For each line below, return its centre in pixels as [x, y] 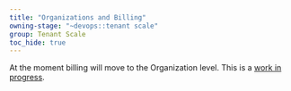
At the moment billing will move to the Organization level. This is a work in [145, 68]
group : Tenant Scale [48, 34]
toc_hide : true [38, 42]
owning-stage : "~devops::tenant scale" [84, 26]
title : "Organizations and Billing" [78, 17]
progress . [27, 78]
